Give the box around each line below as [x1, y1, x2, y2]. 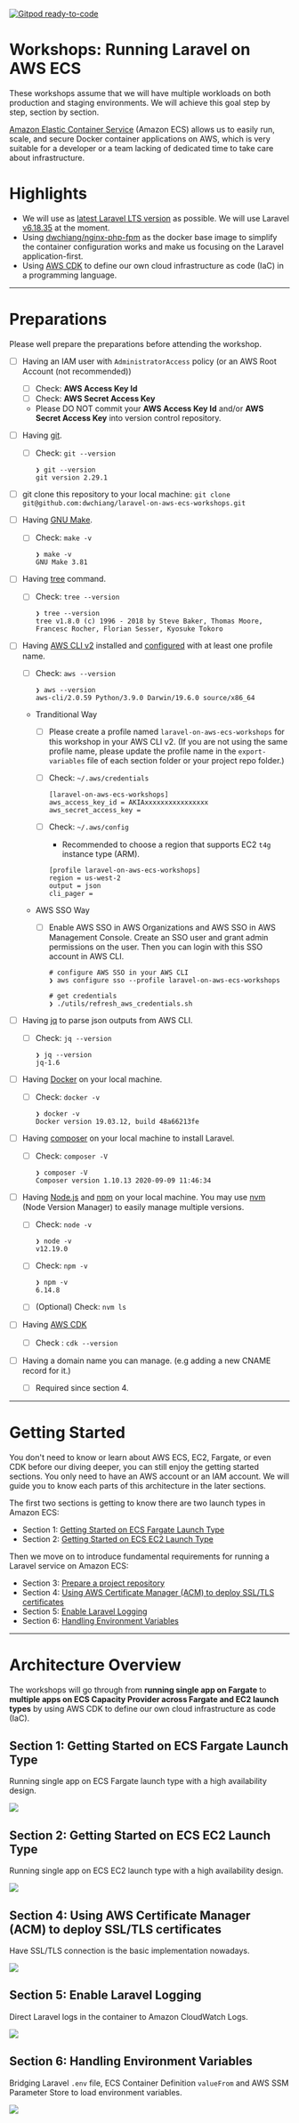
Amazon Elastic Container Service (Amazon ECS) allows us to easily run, [9, 124, 276, 134]
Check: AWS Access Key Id [35, 383, 138, 393]
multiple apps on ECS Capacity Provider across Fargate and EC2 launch [9, 1693, 279, 1704]
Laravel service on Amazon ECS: [9, 1560, 129, 1570]
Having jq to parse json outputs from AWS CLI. [21, 1014, 193, 1025]
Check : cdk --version [35, 1337, 118, 1348]
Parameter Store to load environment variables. [9, 2087, 182, 2097]
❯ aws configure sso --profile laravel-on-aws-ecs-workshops [48, 975, 280, 985]
